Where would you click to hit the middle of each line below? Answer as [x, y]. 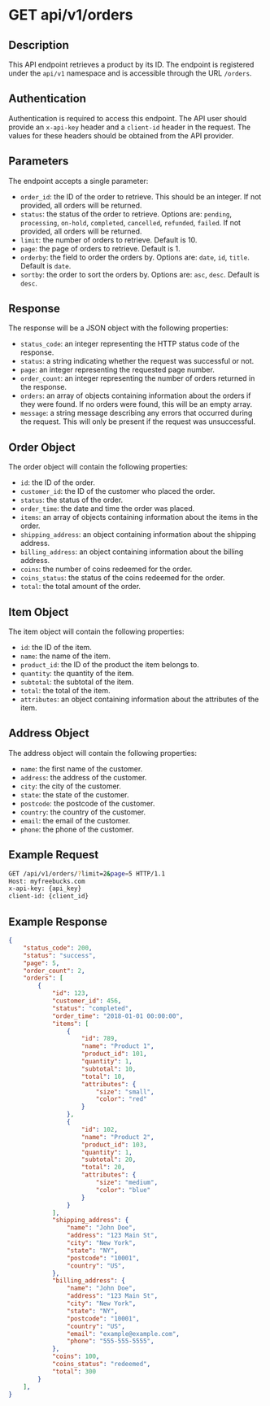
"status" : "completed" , [92, 1008]
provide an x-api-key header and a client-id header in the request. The [129, 127]
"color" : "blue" [123, 1190]
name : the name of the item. [65, 656]
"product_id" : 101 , [114, 1054]
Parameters [39, 162]
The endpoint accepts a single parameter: [78, 181]
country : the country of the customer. [83, 812]
